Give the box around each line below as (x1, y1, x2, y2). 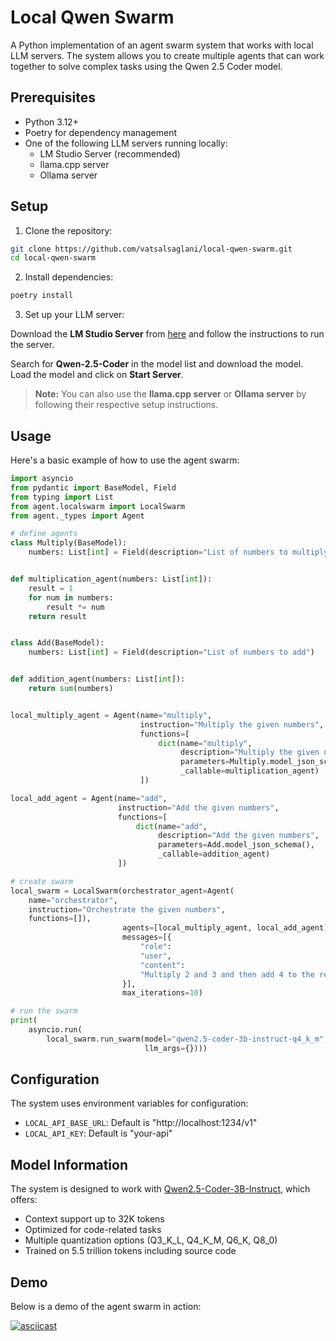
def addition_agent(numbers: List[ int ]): (10, 674, 186, 685)
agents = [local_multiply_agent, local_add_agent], (121, 923, 333, 933)
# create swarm (10, 876, 74, 886)
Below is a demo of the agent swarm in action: (10, 1301, 202, 1313)
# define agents (10, 529, 78, 539)
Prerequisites (10, 89, 96, 106)
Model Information (10, 1156, 129, 1173)
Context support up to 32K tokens (24, 1213, 165, 1225)
